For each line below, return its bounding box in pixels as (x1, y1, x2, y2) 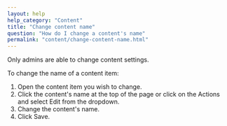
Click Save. (17, 113, 50, 121)
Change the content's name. (17, 105, 100, 113)
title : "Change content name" (7, 23, 96, 30)
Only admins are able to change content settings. (7, 55, 149, 64)
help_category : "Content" (7, 17, 83, 24)
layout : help (7, 10, 46, 17)
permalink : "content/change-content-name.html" (7, 36, 149, 43)
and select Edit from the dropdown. (17, 97, 120, 106)
